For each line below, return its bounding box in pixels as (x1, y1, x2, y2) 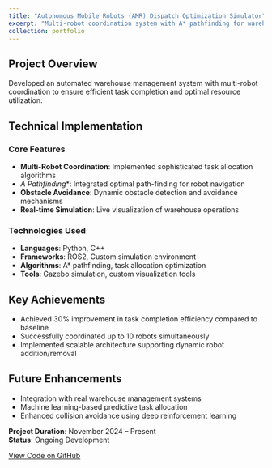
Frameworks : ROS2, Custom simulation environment (19, 252, 197, 262)
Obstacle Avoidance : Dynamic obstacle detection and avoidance (19, 187, 239, 197)
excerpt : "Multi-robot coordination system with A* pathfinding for (8, 19, 244, 28)
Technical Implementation (8, 119, 143, 133)
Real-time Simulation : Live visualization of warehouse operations (19, 204, 240, 215)
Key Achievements (8, 292, 106, 306)
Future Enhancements (8, 372, 123, 385)
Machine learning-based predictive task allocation (19, 402, 188, 411)
